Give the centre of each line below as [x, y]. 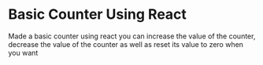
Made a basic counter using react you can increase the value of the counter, [132, 36]
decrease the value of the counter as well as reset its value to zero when [126, 44]
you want [23, 52]
